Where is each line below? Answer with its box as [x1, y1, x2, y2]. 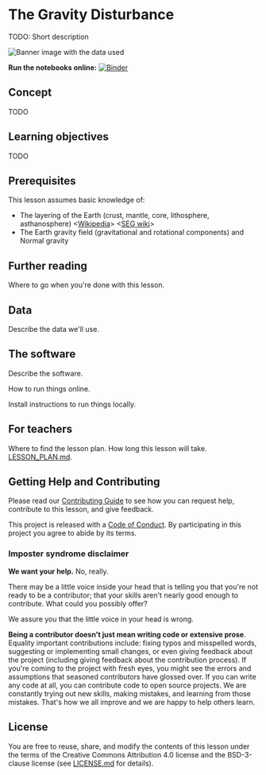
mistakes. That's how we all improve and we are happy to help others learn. [8, 697, 256, 707]
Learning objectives [8, 130, 110, 144]
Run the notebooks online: [8, 62, 98, 72]
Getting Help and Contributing [8, 475, 160, 489]
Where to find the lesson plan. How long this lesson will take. [8, 443, 208, 453]
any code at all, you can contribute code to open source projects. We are [8, 680, 247, 690]
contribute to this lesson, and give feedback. [8, 504, 155, 514]
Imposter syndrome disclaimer [8, 548, 129, 559]
